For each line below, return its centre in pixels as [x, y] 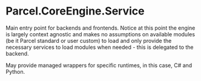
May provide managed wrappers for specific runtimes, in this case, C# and [99, 65]
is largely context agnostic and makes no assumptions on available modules [100, 34]
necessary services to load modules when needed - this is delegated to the [100, 47]
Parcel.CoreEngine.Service [75, 11]
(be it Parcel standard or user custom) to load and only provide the [89, 40]
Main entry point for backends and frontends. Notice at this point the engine [100, 28]
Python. [15, 71]
